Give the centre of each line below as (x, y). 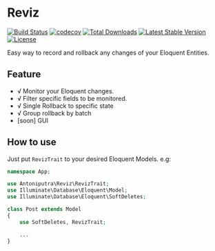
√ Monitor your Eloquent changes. (65, 91)
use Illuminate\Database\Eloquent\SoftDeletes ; (77, 197)
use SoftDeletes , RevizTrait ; (63, 222)
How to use (32, 142)
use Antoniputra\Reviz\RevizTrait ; (58, 184)
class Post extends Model (44, 210)
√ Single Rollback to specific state (65, 106)
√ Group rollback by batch (54, 113)
